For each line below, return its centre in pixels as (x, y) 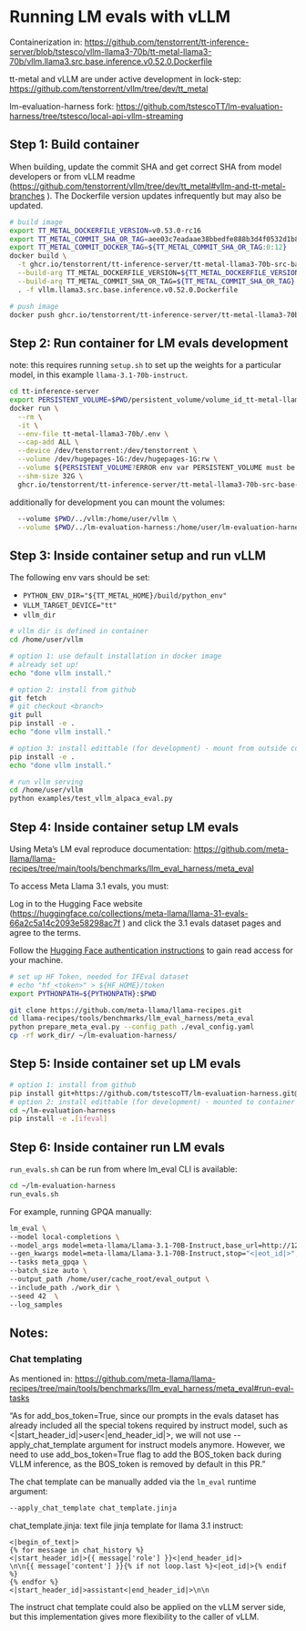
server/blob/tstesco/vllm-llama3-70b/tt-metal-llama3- (111, 51)
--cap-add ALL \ (48, 442)
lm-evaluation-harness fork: (62, 106)
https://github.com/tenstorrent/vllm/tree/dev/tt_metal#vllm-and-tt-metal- (149, 186)
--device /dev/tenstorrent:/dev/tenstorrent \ (107, 451)
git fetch (28, 698)
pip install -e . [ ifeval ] (58, 1119)
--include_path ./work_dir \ (65, 1287)
